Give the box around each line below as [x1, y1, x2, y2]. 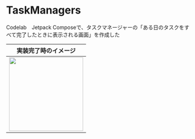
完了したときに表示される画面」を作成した [16, 31, 120, 38]
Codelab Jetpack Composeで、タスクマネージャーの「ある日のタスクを [6, 24, 184, 31]
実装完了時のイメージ [17, 47, 76, 55]
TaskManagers [6, 4, 82, 17]
